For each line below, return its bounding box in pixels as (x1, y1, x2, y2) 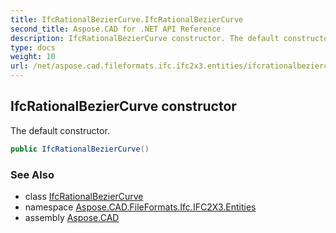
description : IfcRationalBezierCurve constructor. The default (10, 33, 280, 43)
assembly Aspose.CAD (24, 211, 120, 223)
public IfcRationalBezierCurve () (10, 144, 150, 154)
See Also (10, 167, 55, 181)
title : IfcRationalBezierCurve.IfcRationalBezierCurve (10, 14, 244, 25)
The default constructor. (10, 124, 110, 136)
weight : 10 (10, 52, 56, 62)
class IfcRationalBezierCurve (24, 190, 144, 202)
